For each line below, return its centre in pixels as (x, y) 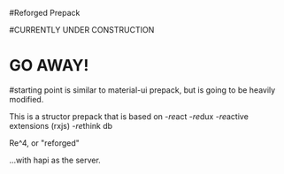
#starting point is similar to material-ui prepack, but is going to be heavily (142, 90)
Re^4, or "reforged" (44, 143)
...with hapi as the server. (55, 160)
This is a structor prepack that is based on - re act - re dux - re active (129, 116)
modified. (27, 99)
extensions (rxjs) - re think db (61, 125)
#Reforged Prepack (45, 13)
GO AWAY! (49, 66)
